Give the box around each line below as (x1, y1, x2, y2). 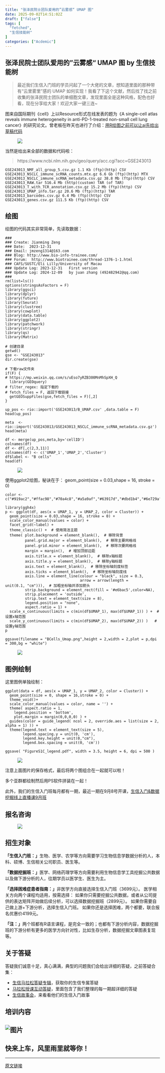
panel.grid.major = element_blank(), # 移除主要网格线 (25, 538, 137, 543)
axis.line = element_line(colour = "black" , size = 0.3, (25, 574, 144, 579)
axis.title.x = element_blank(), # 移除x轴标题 (25, 554, 123, 559)
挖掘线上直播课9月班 (5, 795, 47, 801)
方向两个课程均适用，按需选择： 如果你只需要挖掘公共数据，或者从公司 (9, 892, 153, 898)
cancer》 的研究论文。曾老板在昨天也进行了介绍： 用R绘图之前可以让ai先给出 (5, 122, 159, 128)
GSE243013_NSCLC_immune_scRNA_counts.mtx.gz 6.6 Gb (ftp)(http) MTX (5, 172, 148, 177)
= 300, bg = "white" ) (5, 641, 48, 646)
